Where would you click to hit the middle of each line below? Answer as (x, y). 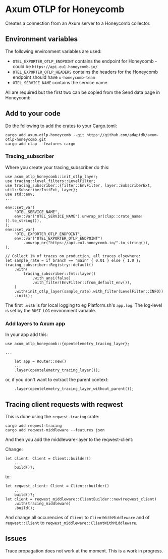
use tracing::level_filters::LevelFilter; (50, 181)
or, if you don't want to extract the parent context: (57, 380)
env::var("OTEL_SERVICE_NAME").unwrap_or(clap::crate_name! (79, 216)
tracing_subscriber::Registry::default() (49, 265)
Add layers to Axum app (35, 323)
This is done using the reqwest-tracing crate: (52, 416)
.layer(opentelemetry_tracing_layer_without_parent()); (74, 389)
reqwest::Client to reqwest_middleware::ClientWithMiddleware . (71, 523)
